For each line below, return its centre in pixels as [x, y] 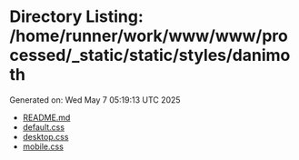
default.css [44, 127]
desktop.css [45, 136]
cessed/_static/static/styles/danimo [150, 55]
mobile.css [43, 146]
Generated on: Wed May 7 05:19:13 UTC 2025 [95, 100]
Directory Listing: [76, 17]
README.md [46, 117]
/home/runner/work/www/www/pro [149, 36]
